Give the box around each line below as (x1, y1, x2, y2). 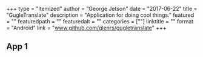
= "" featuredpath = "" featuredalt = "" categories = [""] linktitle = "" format (6, 18, 194, 25)
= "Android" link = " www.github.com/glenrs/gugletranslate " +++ (6, 24, 167, 31)
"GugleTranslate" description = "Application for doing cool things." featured (6, 11, 195, 19)
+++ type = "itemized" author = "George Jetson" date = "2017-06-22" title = (6, 5, 198, 12)
